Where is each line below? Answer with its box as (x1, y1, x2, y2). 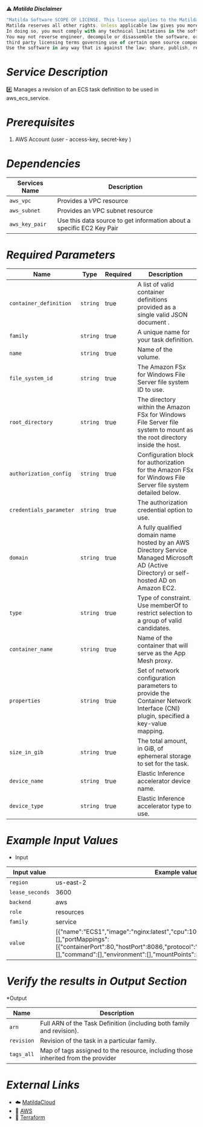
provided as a (137, 303, 176, 311)
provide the (137, 689, 170, 697)
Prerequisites (6, 116, 75, 130)
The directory (137, 395, 176, 403)
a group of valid (137, 616, 182, 624)
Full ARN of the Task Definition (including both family (40, 1019, 190, 1027)
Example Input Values (6, 834, 118, 847)
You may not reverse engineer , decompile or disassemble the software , (6, 33, 190, 40)
